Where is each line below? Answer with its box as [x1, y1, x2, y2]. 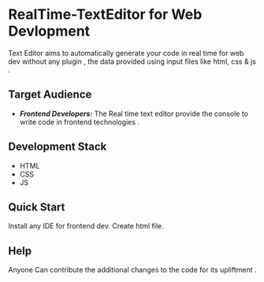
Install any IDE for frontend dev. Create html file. [8, 221, 164, 231]
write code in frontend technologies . [19, 117, 140, 127]
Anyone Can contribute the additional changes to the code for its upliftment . [8, 265, 257, 275]
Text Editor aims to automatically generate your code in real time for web [8, 48, 244, 58]
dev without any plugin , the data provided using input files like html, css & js [8, 57, 256, 66]
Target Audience [8, 88, 92, 102]
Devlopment [8, 22, 91, 40]
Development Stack [8, 140, 107, 154]
